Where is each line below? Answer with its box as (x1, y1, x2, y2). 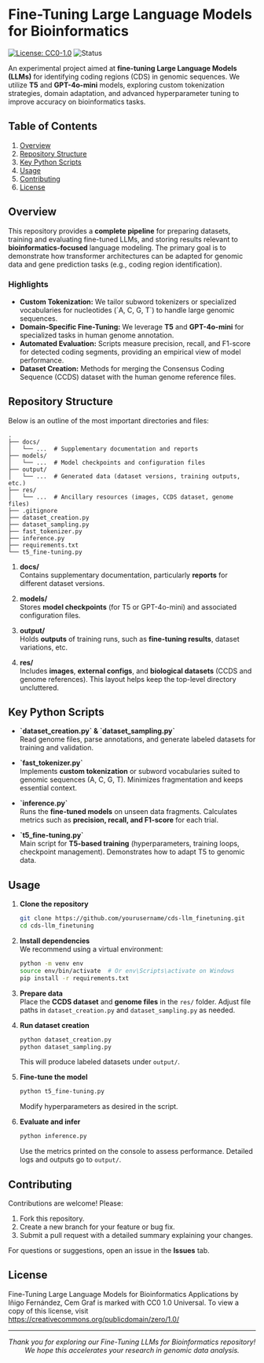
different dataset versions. (19, 578, 105, 588)
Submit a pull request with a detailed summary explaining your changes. (19, 1230, 253, 1240)
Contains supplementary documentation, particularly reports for (19, 570, 228, 580)
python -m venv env (19, 960, 84, 968)
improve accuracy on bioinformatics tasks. (8, 97, 146, 106)
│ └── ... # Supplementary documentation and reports (8, 444, 199, 453)
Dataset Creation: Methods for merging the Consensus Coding (19, 363, 225, 373)
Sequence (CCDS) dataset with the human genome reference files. (19, 372, 236, 381)
